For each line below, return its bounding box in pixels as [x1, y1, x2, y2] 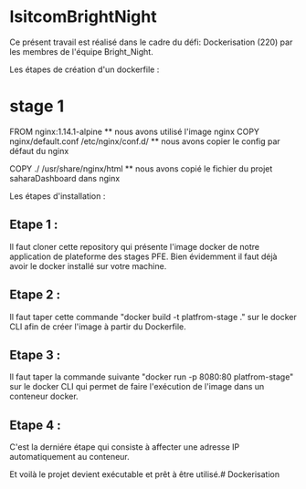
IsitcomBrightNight [9, 6, 157, 27]
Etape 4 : [9, 417, 61, 432]
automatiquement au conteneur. [9, 452, 130, 463]
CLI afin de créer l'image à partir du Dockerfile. [9, 321, 187, 332]
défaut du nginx [9, 145, 69, 156]
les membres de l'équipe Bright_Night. [9, 46, 153, 57]
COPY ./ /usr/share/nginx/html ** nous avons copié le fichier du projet [9, 162, 273, 174]
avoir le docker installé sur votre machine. [9, 260, 167, 271]
